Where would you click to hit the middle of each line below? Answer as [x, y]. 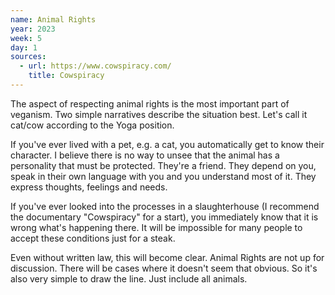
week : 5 [26, 38]
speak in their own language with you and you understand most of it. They [163, 176]
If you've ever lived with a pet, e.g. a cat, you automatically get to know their [167, 144]
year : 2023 [33, 29]
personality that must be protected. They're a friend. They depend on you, [163, 165]
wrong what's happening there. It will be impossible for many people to [156, 227]
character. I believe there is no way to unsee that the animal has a [145, 155]
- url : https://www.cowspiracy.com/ [95, 66]
